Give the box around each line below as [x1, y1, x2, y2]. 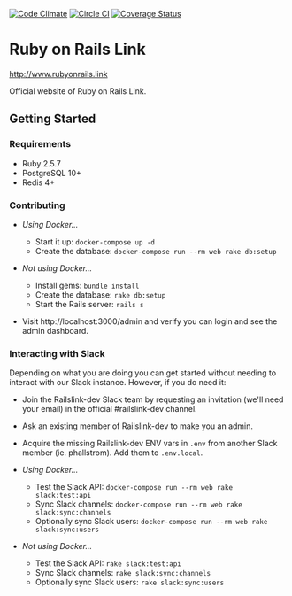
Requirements [9, 138, 72, 151]
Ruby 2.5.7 [21, 158, 62, 168]
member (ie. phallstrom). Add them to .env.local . [21, 447, 204, 458]
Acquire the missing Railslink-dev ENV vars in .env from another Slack [21, 438, 278, 449]
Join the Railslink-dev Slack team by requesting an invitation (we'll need [21, 394, 284, 405]
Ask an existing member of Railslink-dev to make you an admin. [21, 421, 254, 431]
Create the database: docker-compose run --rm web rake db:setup [35, 245, 277, 256]
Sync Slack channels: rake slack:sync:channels [35, 568, 211, 578]
